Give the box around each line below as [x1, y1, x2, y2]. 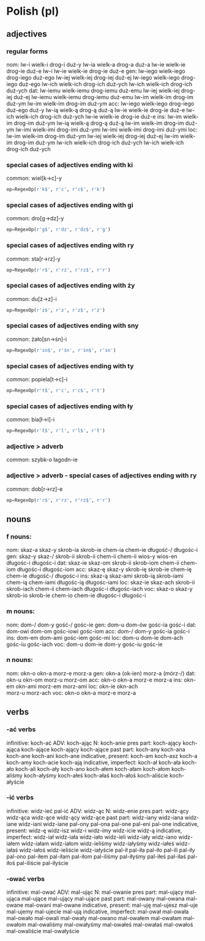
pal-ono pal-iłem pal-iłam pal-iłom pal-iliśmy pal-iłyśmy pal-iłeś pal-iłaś [6, 852, 187, 860]
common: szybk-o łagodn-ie [6, 456, 78, 463]
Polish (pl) [6, 4, 59, 18]
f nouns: [6, 532, 32, 541]
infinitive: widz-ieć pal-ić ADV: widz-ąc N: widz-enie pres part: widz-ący [6, 807, 189, 814]
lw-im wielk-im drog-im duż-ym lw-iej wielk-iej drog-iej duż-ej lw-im [6, 132, 179, 139]
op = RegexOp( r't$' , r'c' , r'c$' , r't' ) [6, 387, 105, 394]
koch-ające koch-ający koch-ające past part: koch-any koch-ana [21, 745, 185, 753]
